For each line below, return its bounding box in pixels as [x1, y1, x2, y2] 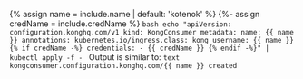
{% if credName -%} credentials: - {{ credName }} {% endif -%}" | [9, 44, 270, 53]
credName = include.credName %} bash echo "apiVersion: [9, 18, 232, 29]
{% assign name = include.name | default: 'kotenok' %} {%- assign [9, 9, 260, 19]
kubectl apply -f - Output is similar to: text [9, 52, 180, 63]
